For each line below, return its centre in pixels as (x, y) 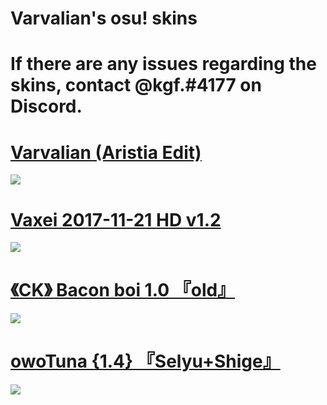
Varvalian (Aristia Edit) (106, 152)
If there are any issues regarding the (163, 64)
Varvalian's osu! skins (104, 18)
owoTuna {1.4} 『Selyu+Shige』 (145, 361)
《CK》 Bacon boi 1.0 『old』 (123, 290)
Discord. (46, 106)
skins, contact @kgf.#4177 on (136, 85)
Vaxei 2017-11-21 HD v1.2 (116, 219)
